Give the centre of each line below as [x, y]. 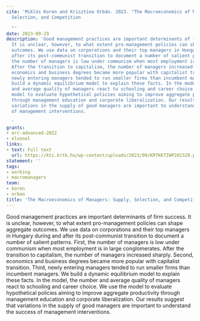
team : [13, 183]
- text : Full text [29, 150]
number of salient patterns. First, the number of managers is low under [93, 242]
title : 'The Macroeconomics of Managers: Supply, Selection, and [89, 200]
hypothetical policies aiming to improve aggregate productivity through [93, 292]
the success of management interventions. [59, 311]
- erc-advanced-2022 [32, 133]
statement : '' [24, 161]
